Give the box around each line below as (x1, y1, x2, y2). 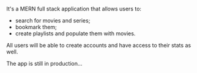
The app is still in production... (6, 60, 83, 67)
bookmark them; (15, 24, 57, 30)
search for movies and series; (15, 17, 91, 24)
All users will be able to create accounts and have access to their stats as (6, 42, 191, 49)
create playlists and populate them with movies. (15, 30, 136, 37)
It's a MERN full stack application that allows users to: (6, 5, 142, 12)
